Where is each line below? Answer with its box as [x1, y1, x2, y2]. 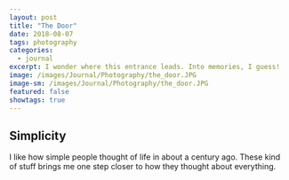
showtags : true [9, 95, 66, 105]
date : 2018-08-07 [9, 29, 74, 38]
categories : [9, 46, 53, 55]
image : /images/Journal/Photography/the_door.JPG [9, 71, 197, 80]
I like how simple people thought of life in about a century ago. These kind [9, 152, 281, 162]
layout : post [9, 12, 58, 22]
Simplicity [9, 128, 67, 143]
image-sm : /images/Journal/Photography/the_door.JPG [9, 79, 209, 88]
